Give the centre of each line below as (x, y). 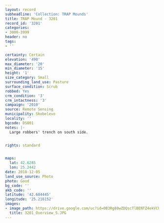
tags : (10, 42)
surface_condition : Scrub (31, 87)
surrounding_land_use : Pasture (37, 82)
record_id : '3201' (24, 23)
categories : (17, 28)
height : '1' (17, 73)
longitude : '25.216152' (29, 199)
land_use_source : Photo (29, 177)
